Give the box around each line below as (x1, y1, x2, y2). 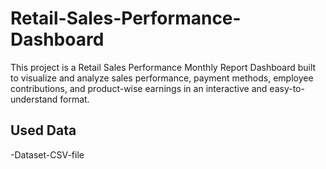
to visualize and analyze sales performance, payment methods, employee (10, 72, 314, 84)
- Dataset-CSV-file (10, 148, 85, 161)
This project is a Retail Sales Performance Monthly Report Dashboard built (10, 61, 317, 73)
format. (59, 93, 90, 105)
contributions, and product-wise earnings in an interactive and (10, 82, 268, 94)
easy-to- (269, 82, 305, 94)
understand (10, 93, 58, 105)
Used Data (10, 122, 77, 139)
